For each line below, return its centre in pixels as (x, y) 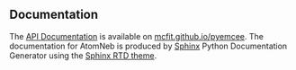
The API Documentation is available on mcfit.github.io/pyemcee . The (136, 36)
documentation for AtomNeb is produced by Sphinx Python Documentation (148, 46)
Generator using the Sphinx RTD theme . (83, 55)
